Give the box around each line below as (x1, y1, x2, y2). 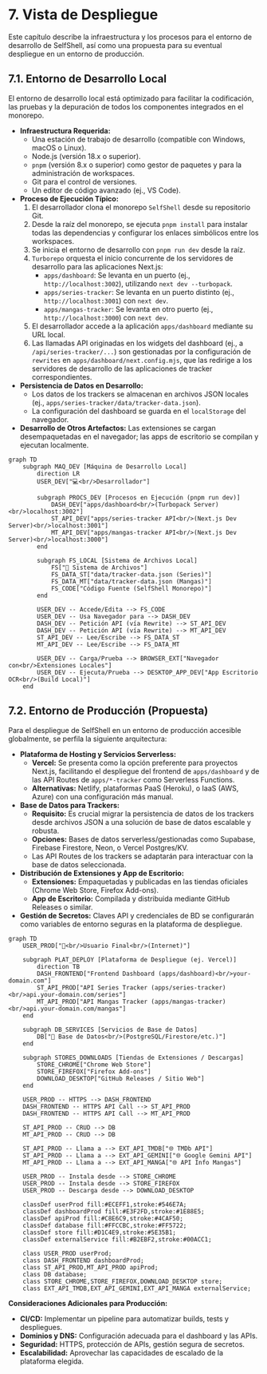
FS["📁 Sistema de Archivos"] (50, 564, 148, 572)
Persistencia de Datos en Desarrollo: (19, 380, 143, 390)
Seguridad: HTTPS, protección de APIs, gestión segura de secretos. (19, 1339, 245, 1348)
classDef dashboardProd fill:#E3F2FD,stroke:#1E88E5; (22, 1207, 205, 1216)
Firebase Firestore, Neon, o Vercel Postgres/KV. (31, 842, 189, 852)
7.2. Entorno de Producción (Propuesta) (8, 704, 209, 718)
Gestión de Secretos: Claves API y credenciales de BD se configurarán (19, 910, 254, 920)
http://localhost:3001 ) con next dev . (43, 296, 169, 305)
